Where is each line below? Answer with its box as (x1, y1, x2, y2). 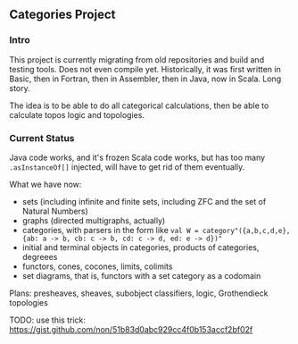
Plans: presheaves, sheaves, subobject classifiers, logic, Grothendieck (9, 288, 269, 298)
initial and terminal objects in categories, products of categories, (21, 241, 260, 253)
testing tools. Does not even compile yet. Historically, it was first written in (9, 63, 281, 74)
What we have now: (9, 179, 82, 189)
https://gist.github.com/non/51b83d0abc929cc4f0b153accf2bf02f (9, 323, 253, 334)
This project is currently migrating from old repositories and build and (9, 54, 265, 65)
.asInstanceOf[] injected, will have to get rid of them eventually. (9, 161, 245, 172)
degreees (21, 251, 58, 262)
